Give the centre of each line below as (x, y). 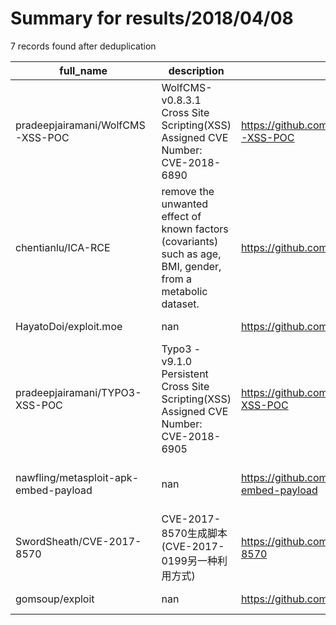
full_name (83, 70)
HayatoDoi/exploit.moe (69, 326)
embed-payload (54, 490)
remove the (188, 191)
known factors (195, 229)
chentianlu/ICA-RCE (63, 247)
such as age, (191, 254)
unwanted (185, 204)
